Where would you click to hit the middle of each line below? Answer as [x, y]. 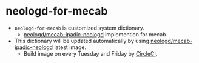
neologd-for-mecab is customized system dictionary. [79, 28]
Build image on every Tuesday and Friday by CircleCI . [90, 53]
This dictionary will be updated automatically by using [82, 41]
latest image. [70, 47]
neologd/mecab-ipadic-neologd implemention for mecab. [96, 34]
